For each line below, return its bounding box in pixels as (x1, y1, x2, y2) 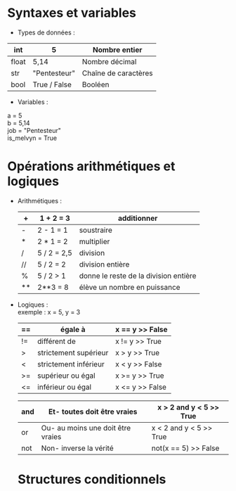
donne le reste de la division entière (79, 271, 197, 281)
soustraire (79, 225, 112, 235)
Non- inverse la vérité (41, 443, 114, 453)
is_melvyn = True (7, 134, 58, 142)
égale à (60, 324, 86, 334)
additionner (118, 213, 158, 223)
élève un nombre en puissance (79, 282, 181, 292)
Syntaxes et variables (7, 5, 137, 21)
